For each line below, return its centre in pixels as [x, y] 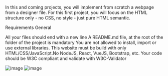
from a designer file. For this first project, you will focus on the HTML [76, 12]
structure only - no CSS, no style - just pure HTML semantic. [68, 18]
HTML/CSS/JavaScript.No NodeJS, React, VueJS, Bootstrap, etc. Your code [83, 53]
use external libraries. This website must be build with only [66, 48]
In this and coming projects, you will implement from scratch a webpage [80, 7]
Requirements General [28, 27]
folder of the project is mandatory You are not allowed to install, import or [81, 42]
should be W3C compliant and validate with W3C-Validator [66, 58]
